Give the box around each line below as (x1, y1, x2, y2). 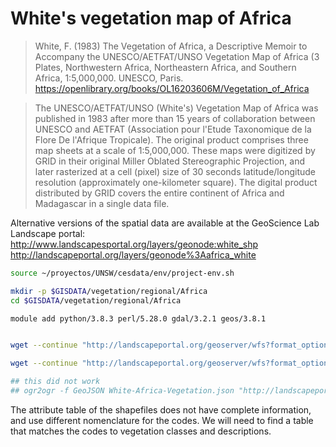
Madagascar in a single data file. (34, 197, 170, 209)
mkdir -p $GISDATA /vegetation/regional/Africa (10, 286, 208, 296)
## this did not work (10, 377, 101, 387)
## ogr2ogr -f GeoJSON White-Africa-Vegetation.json (10, 386, 235, 396)
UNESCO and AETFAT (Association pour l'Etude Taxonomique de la (34, 123, 312, 135)
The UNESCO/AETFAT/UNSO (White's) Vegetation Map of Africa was (34, 102, 319, 114)
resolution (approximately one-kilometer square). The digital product (34, 176, 318, 188)
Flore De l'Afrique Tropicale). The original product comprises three (34, 133, 309, 146)
